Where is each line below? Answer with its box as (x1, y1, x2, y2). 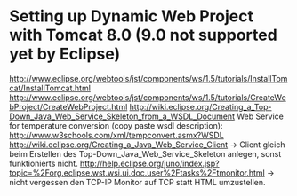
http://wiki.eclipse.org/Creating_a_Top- (129, 101, 272, 112)
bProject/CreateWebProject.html (9, 101, 128, 112)
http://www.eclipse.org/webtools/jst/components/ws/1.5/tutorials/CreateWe (9, 91, 286, 103)
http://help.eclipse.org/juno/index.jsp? (79, 158, 220, 169)
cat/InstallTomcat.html (9, 82, 92, 93)
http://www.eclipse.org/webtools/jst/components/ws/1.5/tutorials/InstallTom (9, 73, 288, 83)
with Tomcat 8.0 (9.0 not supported (9, 25, 277, 45)
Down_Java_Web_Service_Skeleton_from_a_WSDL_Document (9, 111, 236, 122)
